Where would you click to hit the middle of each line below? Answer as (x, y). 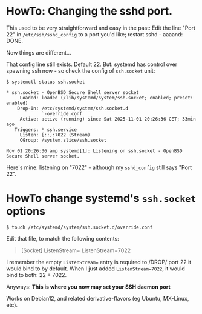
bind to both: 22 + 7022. (37, 275)
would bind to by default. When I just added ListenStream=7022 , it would (96, 269)
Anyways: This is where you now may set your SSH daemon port (88, 287)
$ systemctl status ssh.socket (46, 82)
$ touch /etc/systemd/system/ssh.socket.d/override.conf (80, 227)
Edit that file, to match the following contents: (63, 238)
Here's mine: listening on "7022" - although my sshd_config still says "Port (99, 167)
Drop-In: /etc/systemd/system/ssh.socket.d (73, 108)
